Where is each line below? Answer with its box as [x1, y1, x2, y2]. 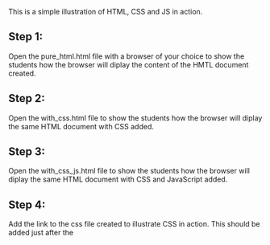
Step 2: [8, 92, 46, 105]
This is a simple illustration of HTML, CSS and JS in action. [8, 7, 203, 16]
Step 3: [8, 145, 46, 159]
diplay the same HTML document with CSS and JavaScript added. [8, 174, 228, 184]
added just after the [8, 228, 74, 238]
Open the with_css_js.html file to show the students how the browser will [8, 166, 250, 176]
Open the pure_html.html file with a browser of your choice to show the [8, 51, 245, 61]
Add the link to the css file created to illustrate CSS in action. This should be [8, 219, 260, 229]
